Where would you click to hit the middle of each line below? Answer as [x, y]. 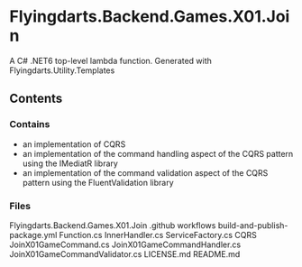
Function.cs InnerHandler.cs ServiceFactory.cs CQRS [158, 235]
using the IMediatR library [70, 163]
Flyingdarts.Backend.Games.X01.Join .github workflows [113, 225]
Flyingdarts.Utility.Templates [62, 70]
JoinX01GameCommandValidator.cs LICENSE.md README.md [125, 253]
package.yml [33, 235]
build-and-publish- [253, 225]
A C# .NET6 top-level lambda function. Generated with [110, 60]
